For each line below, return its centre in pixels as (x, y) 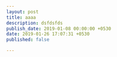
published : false (28, 40)
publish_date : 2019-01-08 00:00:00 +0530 (59, 28)
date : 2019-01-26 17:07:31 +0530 (48, 34)
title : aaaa (21, 17)
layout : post (22, 12)
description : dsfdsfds (34, 23)
